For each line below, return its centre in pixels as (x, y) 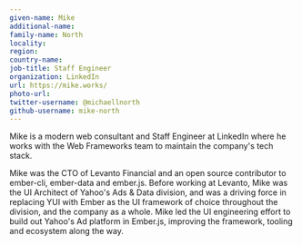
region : (24, 52)
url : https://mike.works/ (58, 85)
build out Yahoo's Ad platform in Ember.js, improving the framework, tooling (151, 221)
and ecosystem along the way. (67, 231)
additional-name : (42, 26)
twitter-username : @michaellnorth (75, 102)
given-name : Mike (42, 18)
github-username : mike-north (65, 111)
